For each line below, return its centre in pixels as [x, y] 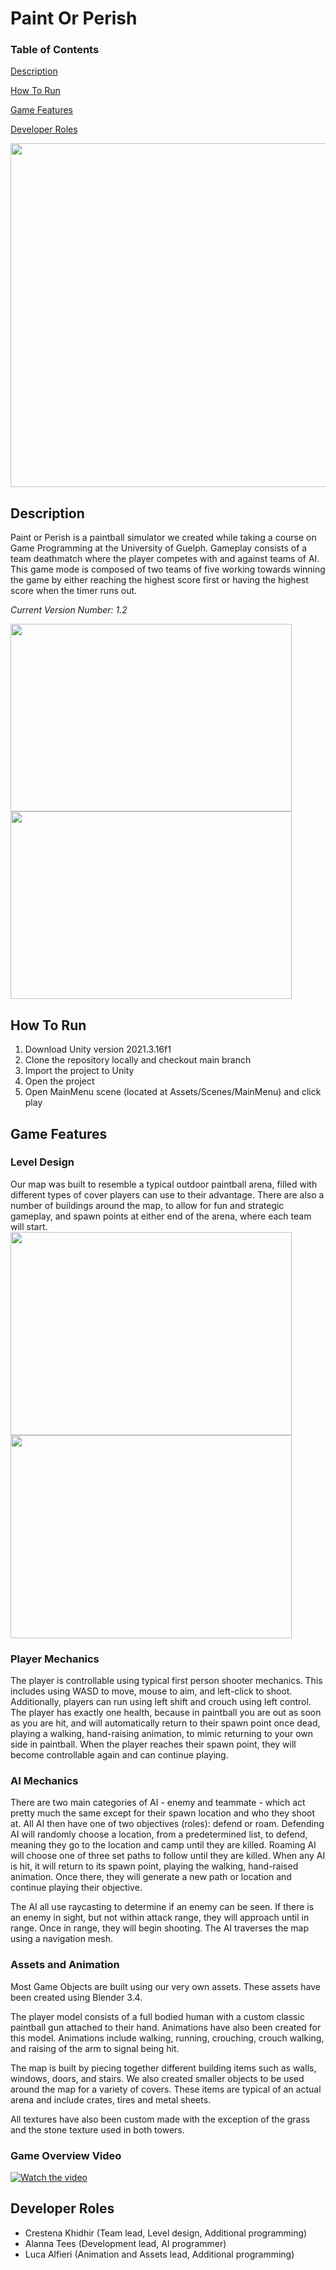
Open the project [59, 1081]
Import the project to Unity [79, 1071]
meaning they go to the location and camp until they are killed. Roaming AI [163, 1845]
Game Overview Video [66, 2155]
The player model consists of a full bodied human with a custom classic [157, 2016]
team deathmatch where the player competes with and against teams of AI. [165, 559]
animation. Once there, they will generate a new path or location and [151, 1877]
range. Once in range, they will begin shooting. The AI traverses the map [160, 1928]
